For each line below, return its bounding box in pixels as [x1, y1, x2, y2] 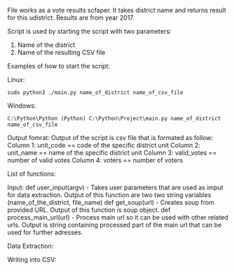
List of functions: [7, 170, 56, 178]
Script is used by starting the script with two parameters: [7, 27, 172, 35]
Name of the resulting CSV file [17, 49, 106, 56]
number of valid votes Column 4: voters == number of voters [7, 156, 184, 164]
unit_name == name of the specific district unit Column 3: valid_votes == [7, 149, 217, 157]
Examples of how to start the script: [7, 62, 110, 70]
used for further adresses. [7, 228, 83, 237]
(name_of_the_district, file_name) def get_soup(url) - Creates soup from [7, 198, 215, 206]
